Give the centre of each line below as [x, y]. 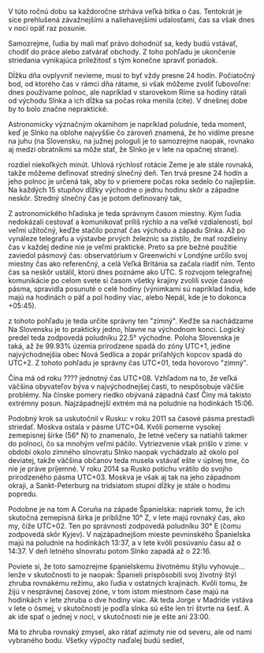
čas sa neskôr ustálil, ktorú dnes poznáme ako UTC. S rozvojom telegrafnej [130, 272]
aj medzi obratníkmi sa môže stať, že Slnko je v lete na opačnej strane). [123, 149]
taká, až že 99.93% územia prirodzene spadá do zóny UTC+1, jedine [119, 346]
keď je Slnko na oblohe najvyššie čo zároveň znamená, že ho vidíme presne [131, 132]
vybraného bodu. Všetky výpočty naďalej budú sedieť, [97, 640]
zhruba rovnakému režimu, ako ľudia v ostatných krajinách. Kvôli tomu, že [128, 583]
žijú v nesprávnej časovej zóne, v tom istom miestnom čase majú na [119, 591]
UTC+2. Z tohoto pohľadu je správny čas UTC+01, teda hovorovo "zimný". [128, 363]
